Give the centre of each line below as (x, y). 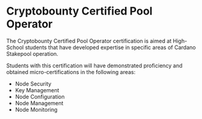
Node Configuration (40, 97)
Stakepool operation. (32, 53)
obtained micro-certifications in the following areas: (71, 72)
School (15, 47)
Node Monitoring (36, 109)
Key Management (37, 90)
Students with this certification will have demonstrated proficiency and (95, 66)
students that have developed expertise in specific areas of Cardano (110, 47)
